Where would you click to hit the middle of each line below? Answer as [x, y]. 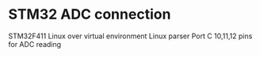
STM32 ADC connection [90, 14]
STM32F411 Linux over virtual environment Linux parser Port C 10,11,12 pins [130, 36]
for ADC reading [35, 44]
